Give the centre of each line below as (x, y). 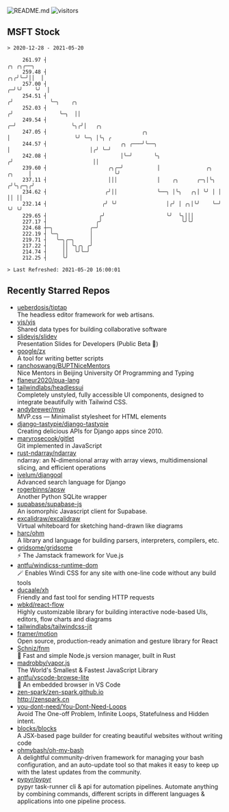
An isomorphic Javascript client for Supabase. (82, 511)
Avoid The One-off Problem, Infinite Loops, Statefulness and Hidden (113, 713)
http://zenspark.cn (43, 699)
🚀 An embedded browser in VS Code (69, 685)
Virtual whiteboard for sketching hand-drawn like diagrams (100, 526)
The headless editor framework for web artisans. (86, 315)
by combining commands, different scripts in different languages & (111, 793)
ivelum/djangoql (40, 475)
